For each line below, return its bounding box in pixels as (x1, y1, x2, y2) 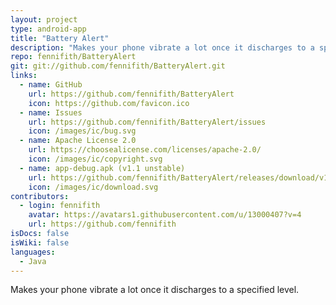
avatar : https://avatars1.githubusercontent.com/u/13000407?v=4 (28, 210, 302, 220)
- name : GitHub (19, 80, 83, 90)
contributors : (10, 191, 70, 201)
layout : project (10, 14, 78, 25)
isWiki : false (10, 237, 70, 248)
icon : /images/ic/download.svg (28, 182, 159, 192)
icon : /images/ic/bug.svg (28, 126, 137, 136)
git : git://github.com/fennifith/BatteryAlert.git (10, 61, 226, 71)
